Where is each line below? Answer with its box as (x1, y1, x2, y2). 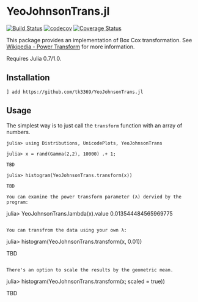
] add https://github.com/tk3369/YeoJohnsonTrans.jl (6, 89, 144, 95)
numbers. (6, 128, 31, 135)
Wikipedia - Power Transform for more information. (6, 43, 135, 50)
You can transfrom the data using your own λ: (6, 227, 127, 233)
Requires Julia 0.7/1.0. (6, 55, 62, 62)
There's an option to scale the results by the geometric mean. (6, 266, 174, 273)
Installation (6, 72, 50, 83)
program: (6, 199, 29, 205)
